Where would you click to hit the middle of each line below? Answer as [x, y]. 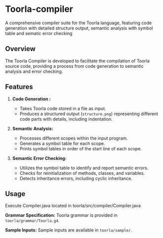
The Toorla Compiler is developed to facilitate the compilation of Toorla [77, 61]
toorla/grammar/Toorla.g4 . [32, 221]
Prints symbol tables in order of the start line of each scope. [81, 148]
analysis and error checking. [34, 71]
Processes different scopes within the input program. [74, 138]
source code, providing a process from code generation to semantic [75, 66]
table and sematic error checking [39, 33]
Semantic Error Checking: [39, 158]
